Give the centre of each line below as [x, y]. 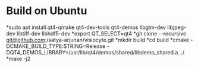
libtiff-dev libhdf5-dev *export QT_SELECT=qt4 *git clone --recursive [102, 33]
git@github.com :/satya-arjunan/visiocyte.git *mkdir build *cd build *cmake [98, 40]
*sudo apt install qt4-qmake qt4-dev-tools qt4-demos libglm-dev [86, 27]
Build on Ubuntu [47, 11]
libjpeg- [177, 27]
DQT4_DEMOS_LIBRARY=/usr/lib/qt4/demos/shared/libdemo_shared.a [92, 52]
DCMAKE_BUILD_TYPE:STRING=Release [56, 46]
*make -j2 [18, 59]
